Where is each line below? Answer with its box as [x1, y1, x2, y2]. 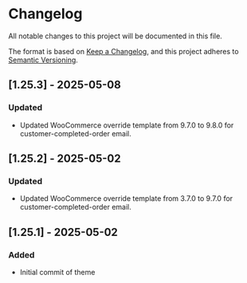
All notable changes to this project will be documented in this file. [8, 31, 223, 41]
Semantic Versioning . [8, 55, 78, 65]
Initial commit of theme [19, 268, 96, 277]
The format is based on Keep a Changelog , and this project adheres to [8, 46, 239, 56]
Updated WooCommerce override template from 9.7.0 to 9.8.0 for [19, 120, 234, 130]
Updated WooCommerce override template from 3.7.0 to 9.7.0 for [19, 194, 233, 203]
